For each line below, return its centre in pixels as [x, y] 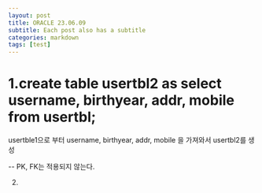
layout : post [30, 15]
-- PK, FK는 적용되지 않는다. [52, 167]
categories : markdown [44, 37]
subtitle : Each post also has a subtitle [77, 30]
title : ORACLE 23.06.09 [47, 23]
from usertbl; [52, 117]
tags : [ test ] [30, 45]
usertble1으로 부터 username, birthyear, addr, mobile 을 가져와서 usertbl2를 [127, 140]
